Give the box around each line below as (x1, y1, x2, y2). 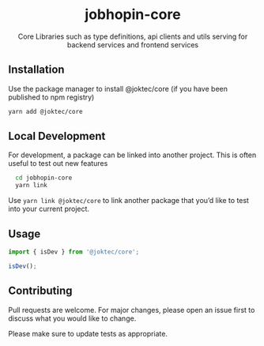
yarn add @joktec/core (8, 107, 83, 115)
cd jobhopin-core (15, 174, 73, 182)
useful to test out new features (8, 159, 108, 168)
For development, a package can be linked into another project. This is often (8, 150, 257, 160)
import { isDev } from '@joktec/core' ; (8, 248, 140, 256)
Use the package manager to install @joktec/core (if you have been (8, 84, 228, 93)
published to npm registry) (8, 92, 95, 102)
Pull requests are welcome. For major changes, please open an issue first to (8, 305, 255, 314)
